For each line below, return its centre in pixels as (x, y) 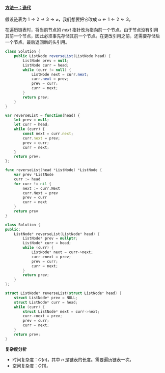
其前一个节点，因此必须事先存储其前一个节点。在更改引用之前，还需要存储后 (82, 36)
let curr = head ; (32, 125)
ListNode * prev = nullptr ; (50, 238)
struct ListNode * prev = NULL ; (46, 298)
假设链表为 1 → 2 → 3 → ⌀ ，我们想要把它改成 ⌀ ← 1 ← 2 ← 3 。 (69, 19)
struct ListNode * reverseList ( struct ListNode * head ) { (63, 293)
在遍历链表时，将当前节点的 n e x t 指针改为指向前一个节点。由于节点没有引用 (82, 30)
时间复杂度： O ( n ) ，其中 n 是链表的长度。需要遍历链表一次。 (73, 359)
